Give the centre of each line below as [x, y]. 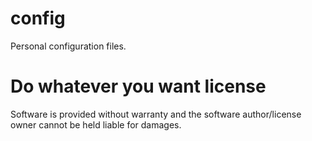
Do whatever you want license [138, 86]
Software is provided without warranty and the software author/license [156, 114]
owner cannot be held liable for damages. [96, 124]
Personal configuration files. [68, 46]
